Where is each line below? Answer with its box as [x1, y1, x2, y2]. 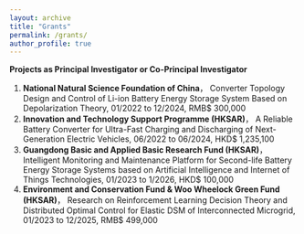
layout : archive [9, 13, 71, 23]
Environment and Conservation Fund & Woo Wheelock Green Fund [22, 184, 280, 195]
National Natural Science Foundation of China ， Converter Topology [22, 83, 286, 94]
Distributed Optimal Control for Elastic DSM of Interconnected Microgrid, [22, 205, 296, 216]
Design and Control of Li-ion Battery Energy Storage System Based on [22, 93, 288, 104]
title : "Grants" [9, 22, 71, 31]
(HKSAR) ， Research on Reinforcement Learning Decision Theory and [22, 195, 288, 206]
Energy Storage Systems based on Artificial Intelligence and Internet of [22, 165, 290, 175]
